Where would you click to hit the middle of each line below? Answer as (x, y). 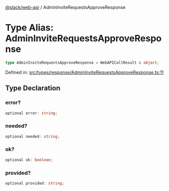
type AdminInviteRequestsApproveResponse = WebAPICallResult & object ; (82, 63)
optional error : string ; (31, 113)
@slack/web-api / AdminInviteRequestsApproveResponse (65, 7)
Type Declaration (33, 88)
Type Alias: (30, 28)
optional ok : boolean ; (29, 160)
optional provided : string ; (35, 183)
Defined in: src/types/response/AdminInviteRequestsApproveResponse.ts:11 (85, 72)
